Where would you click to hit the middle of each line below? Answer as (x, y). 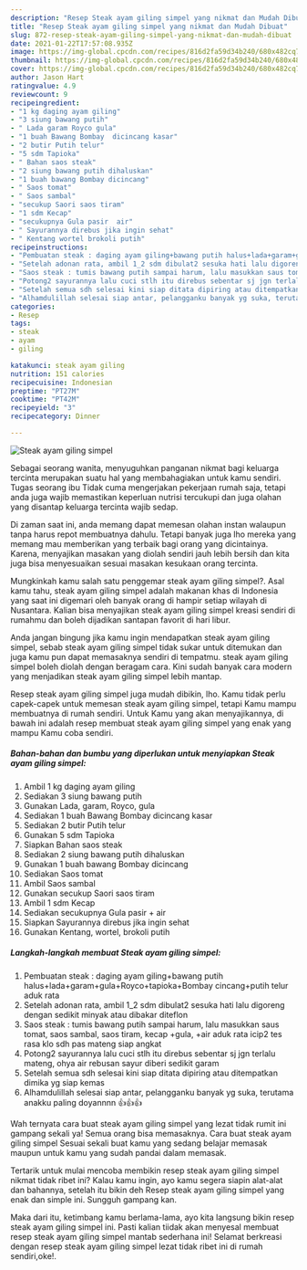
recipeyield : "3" (43, 408)
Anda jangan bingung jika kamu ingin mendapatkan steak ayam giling (140, 637)
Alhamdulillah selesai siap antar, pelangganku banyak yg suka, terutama (159, 1092)
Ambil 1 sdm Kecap (59, 903)
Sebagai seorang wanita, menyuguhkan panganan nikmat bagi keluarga (145, 467)
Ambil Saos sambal (60, 883)
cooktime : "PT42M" (45, 399)
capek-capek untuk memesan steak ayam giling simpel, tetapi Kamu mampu (153, 703)
